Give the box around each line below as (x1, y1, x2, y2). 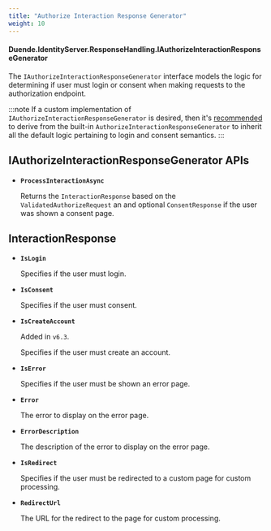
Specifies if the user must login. (19, 269, 127, 278)
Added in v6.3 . (19, 332, 70, 342)
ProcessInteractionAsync (19, 176, 105, 185)
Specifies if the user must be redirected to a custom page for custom (19, 473, 252, 483)
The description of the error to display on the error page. (19, 442, 210, 451)
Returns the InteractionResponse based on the (19, 191, 176, 201)
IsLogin (19, 255, 46, 263)
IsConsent (19, 286, 54, 295)
